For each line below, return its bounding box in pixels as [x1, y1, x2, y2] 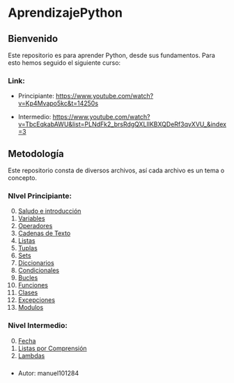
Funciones [17, 281, 48, 290]
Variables [17, 214, 45, 223]
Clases [17, 288, 38, 297]
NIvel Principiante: [8, 191, 72, 201]
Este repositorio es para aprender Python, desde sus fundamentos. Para [8, 51, 215, 59]
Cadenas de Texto [17, 229, 71, 238]
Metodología [8, 148, 65, 160]
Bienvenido [8, 33, 58, 45]
